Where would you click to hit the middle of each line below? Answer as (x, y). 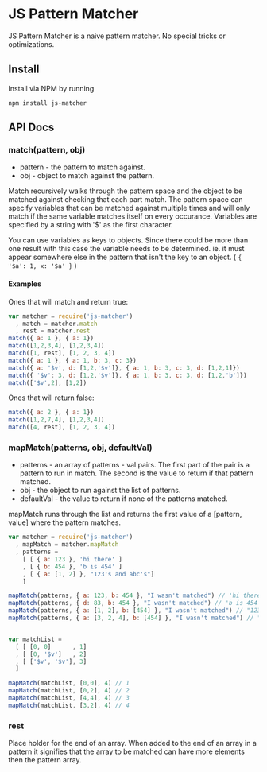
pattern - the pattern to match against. (82, 167)
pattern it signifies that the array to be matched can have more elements (126, 751)
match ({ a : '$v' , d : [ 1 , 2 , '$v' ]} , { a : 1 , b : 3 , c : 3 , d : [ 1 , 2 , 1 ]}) (124, 368)
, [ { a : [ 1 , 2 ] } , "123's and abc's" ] (89, 574)
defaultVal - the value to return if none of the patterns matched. (124, 499)
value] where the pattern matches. (65, 522)
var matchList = (35, 639)
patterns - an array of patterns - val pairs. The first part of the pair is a (135, 465)
